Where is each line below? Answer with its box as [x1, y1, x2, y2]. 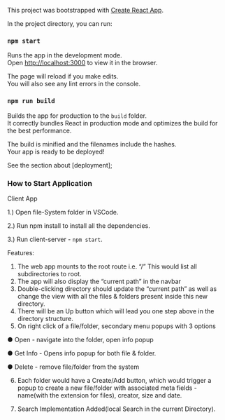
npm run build [7, 97, 55, 105]
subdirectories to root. [17, 269, 82, 278]
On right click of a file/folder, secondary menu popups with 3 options [17, 322, 217, 330]
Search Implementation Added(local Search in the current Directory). [17, 405, 216, 413]
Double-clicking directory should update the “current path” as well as [17, 284, 217, 293]
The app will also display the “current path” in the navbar [17, 277, 182, 285]
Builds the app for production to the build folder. [7, 111, 147, 120]
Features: [7, 248, 35, 257]
